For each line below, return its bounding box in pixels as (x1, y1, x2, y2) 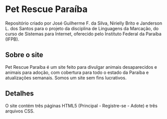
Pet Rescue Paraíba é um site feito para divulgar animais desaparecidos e (5, 64, 157, 70)
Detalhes (5, 89, 34, 98)
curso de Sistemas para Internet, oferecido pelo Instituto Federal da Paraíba (5, 31, 162, 37)
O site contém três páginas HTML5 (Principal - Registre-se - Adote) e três (5, 102, 158, 108)
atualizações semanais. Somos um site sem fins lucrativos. (5, 74, 127, 81)
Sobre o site (5, 51, 44, 59)
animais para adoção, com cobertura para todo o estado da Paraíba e (5, 69, 149, 75)
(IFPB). (5, 36, 20, 42)
